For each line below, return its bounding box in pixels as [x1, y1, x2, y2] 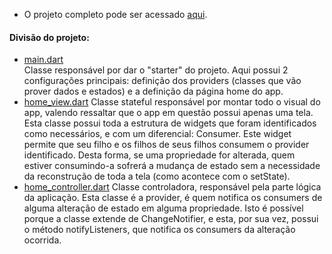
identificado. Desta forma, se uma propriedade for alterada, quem [23, 149, 296, 161]
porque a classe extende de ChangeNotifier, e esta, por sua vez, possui [23, 213, 319, 225]
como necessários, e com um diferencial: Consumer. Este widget [23, 128, 292, 140]
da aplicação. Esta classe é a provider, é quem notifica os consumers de [23, 192, 323, 204]
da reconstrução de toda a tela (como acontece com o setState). [23, 170, 291, 183]
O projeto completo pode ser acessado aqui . [23, 9, 208, 20]
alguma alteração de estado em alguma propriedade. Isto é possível [23, 202, 304, 214]
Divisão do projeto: [9, 31, 90, 43]
